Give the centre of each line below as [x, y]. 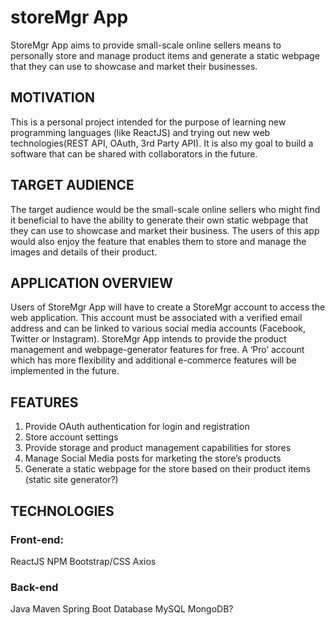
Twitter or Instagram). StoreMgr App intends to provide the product [148, 339]
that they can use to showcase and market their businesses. [134, 66]
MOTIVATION [52, 97]
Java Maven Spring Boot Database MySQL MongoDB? [122, 609]
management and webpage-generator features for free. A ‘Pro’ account [157, 350]
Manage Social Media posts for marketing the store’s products [153, 458]
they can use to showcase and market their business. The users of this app [165, 230]
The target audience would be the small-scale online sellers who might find [165, 209]
